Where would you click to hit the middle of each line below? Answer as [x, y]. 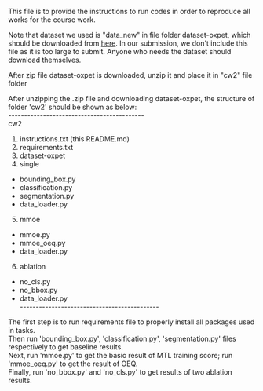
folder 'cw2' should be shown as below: [73, 107]
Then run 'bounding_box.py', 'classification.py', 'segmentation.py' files [122, 338]
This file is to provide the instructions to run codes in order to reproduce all [129, 11]
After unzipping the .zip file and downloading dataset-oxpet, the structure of [131, 99]
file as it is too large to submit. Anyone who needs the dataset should [120, 51]
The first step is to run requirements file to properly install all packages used [131, 322]
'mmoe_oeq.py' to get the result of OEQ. [73, 364]
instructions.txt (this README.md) [74, 139]
